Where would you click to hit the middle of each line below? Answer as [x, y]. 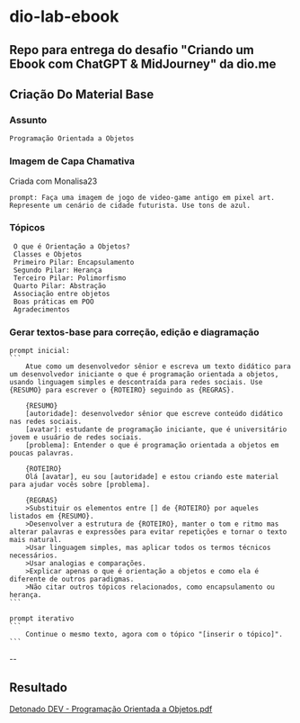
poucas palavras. [42, 453]
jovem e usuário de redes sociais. [76, 438]
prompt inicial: [40, 351]
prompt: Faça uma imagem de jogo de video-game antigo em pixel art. [142, 197]
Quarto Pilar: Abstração [59, 285]
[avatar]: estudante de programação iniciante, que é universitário [156, 429]
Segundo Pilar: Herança [57, 270]
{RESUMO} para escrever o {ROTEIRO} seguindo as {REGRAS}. [122, 390]
